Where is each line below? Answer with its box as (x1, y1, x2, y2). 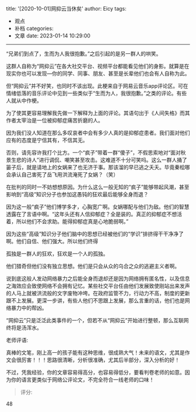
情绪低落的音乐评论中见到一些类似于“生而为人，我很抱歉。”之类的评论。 (6, 90, 177, 97)
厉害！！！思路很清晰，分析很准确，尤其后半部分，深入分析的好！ (21, 356, 180, 363)
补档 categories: (14, 25, 54, 32)
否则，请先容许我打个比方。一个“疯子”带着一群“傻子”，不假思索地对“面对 (6, 149, 181, 156)
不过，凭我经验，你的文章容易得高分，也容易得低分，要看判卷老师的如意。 (6, 369, 185, 376)
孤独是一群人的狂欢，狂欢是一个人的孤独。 (6, 250, 108, 257)
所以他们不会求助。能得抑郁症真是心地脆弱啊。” (16, 218, 129, 224)
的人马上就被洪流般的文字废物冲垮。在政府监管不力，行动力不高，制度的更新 (6, 290, 190, 297)
